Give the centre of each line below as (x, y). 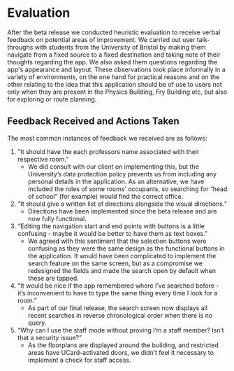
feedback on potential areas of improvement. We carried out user (101, 39)
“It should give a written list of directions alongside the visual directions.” (122, 204)
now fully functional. (57, 218)
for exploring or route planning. (52, 99)
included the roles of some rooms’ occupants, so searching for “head (127, 189)
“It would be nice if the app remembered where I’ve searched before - (118, 286)
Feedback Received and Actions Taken (93, 121)
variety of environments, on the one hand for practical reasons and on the (114, 77)
